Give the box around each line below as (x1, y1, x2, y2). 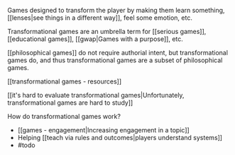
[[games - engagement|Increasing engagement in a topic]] (17, 126, 190, 134)
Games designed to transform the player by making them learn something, (7, 6, 225, 14)
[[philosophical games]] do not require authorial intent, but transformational (7, 49, 229, 57)
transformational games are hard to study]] (7, 98, 133, 107)
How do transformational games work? (7, 113, 121, 120)
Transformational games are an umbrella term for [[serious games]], (7, 28, 207, 35)
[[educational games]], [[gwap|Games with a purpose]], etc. (7, 35, 183, 43)
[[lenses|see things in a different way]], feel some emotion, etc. (7, 13, 193, 22)
